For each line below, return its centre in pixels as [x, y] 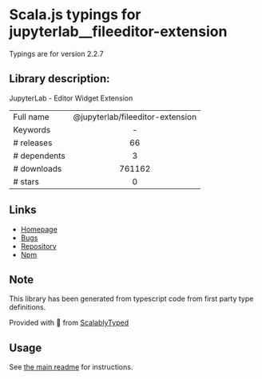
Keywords [32, 129]
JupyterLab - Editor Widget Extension [71, 98]
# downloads [38, 168]
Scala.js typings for [75, 15]
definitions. [28, 307]
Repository [38, 246]
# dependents [40, 156]
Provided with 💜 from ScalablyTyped [69, 323]
